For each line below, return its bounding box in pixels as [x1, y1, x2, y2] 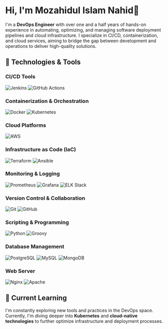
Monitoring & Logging [5, 170, 60, 177]
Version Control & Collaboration [5, 195, 86, 202]
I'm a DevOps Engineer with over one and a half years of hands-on [5, 21, 147, 28]
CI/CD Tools [5, 73, 36, 80]
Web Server [5, 267, 36, 275]
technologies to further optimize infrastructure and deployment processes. [5, 318, 163, 324]
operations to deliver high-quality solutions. [5, 43, 97, 49]
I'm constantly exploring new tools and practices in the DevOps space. [5, 307, 154, 313]
